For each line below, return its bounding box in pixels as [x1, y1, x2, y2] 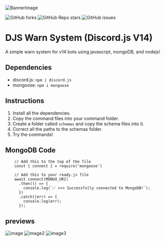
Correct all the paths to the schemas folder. [12, 126, 103, 132]
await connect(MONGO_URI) [14, 177, 69, 182]
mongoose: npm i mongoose [12, 82, 69, 88]
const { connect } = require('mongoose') [14, 164, 102, 169]
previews [5, 217, 35, 225]
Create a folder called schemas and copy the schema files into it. [12, 121, 144, 127]
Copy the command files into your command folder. [12, 115, 119, 121]
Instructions [5, 97, 44, 105]
